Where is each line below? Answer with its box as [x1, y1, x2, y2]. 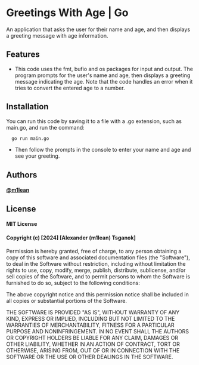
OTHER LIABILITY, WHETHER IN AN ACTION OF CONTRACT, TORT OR [6, 341, 180, 348]
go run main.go [11, 135, 49, 142]
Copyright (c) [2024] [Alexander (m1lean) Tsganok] [6, 234, 136, 241]
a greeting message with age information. [6, 32, 108, 39]
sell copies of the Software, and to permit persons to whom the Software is [6, 272, 191, 280]
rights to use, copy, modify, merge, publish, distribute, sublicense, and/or [6, 266, 186, 274]
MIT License [6, 220, 38, 228]
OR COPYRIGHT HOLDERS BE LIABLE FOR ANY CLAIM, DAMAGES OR [6, 334, 179, 341]
